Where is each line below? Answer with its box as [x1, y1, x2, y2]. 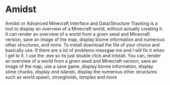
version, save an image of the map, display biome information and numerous [5, 36, 165, 42]
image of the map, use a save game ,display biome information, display [5, 63, 153, 69]
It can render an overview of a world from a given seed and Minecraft [5, 31, 150, 37]
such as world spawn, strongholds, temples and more [5, 74, 117, 80]
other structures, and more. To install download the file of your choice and [5, 41, 160, 48]
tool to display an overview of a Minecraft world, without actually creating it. [5, 25, 163, 31]
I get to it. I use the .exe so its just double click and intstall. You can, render [5, 52, 161, 59]
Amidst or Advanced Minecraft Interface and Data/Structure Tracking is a [5, 20, 158, 26]
